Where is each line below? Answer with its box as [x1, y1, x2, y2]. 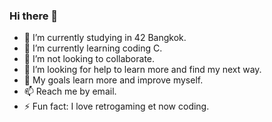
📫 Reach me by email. [23, 85, 117, 98]
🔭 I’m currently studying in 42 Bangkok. [23, 32, 187, 44]
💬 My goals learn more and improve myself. [23, 74, 204, 86]
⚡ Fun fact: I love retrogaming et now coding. [23, 100, 210, 113]
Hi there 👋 [9, 9, 59, 23]
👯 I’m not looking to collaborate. [23, 53, 156, 65]
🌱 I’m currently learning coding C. [23, 42, 163, 54]
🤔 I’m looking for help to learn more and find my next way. [23, 64, 262, 76]
